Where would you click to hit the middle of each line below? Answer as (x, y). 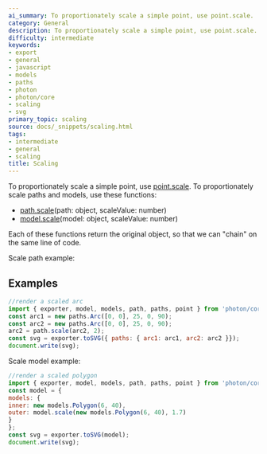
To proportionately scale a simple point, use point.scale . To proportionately (131, 186)
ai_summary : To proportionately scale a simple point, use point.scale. (131, 16)
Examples (33, 283)
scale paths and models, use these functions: (83, 195)
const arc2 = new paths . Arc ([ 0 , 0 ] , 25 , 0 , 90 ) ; (90, 323)
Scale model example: (44, 361)
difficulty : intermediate (51, 38)
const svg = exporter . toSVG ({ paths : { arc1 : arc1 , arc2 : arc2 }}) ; (124, 339)
